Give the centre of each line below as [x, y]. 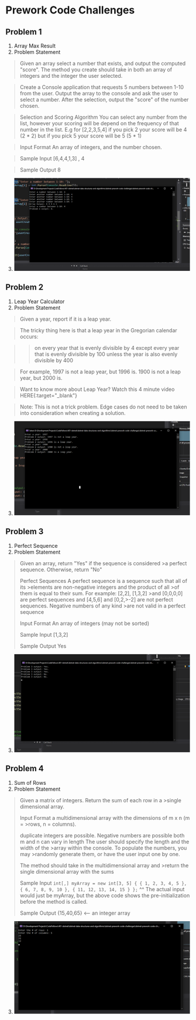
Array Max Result [35, 46]
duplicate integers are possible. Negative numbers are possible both [102, 835]
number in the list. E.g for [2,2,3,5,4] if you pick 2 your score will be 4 [103, 130]
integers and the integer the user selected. [71, 76]
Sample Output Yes [43, 646]
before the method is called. [54, 901]
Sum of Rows [30, 782]
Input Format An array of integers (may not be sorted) [85, 623]
